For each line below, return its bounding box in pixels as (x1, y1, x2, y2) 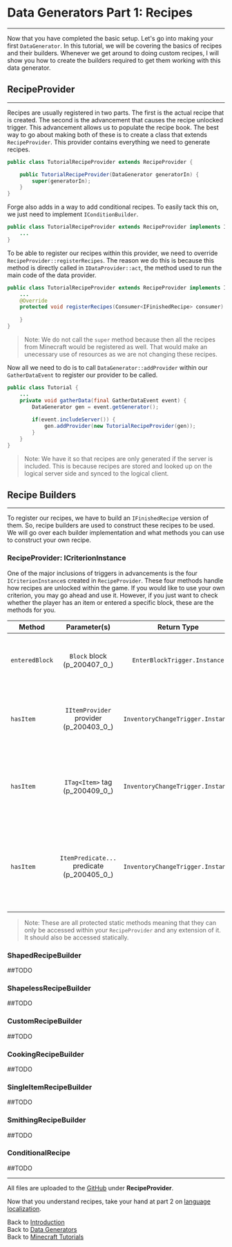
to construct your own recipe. (7, 536, 92, 544)
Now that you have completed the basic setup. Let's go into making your (7, 34, 214, 42)
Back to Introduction (7, 1218, 65, 1226)
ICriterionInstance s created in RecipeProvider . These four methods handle (7, 576, 224, 585)
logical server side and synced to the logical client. (23, 469, 169, 478)
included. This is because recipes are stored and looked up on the (23, 462, 213, 470)
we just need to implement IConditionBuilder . (7, 210, 139, 218)
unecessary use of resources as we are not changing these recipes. (23, 350, 217, 358)
